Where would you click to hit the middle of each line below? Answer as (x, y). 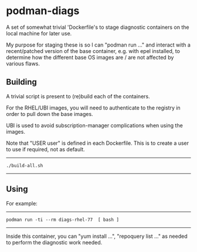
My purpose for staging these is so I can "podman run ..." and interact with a (98, 45)
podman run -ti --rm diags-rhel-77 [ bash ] (62, 220)
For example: (22, 203)
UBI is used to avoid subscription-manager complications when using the (94, 125)
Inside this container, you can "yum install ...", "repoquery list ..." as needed (97, 236)
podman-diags (43, 11)
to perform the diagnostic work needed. (54, 242)
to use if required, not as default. (45, 149)
